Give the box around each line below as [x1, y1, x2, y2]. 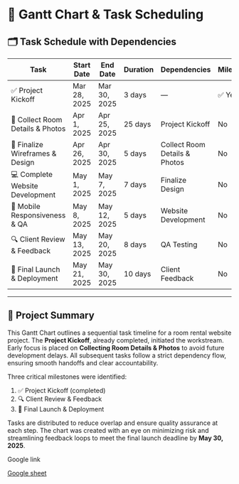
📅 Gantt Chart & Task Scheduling [7, 6, 204, 23]
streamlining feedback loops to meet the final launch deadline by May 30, [7, 434, 224, 442]
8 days [123, 240, 147, 249]
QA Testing [160, 240, 198, 249]
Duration [123, 65, 154, 74]
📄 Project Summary [7, 309, 95, 322]
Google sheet [7, 468, 47, 477]
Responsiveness [11, 210, 66, 220]
